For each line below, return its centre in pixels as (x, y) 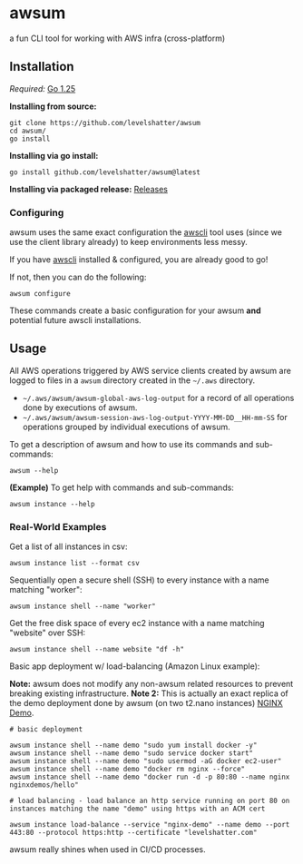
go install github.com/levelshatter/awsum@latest (105, 172)
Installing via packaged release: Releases (88, 189)
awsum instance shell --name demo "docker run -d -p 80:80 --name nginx (150, 777)
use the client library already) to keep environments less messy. (128, 242)
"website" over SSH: (48, 633)
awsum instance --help (52, 504)
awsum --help (34, 470)
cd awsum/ (28, 131)
